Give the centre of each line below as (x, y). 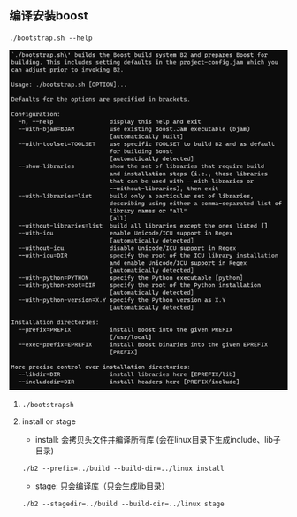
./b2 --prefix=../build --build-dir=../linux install (123, 468)
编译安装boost (49, 16)
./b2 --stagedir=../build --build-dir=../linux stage (123, 504)
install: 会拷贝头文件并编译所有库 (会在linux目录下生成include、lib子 (158, 439)
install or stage (49, 421)
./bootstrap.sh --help (51, 38)
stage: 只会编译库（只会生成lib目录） (102, 486)
